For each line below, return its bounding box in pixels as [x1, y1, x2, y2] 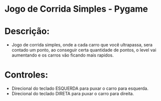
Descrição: [4, 26, 50, 37]
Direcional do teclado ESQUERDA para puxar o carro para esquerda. [11, 85, 149, 91]
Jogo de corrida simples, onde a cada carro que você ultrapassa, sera [11, 42, 153, 48]
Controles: [4, 69, 48, 81]
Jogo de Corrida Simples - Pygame [4, 3, 148, 15]
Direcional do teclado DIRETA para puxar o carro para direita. [11, 91, 134, 97]
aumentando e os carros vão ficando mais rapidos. [11, 52, 114, 58]
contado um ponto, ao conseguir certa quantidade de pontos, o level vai [11, 47, 157, 53]
